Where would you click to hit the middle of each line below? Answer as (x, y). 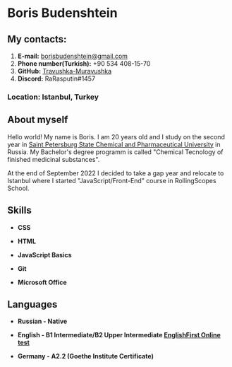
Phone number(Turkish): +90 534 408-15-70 (84, 64)
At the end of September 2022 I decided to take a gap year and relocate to (116, 173)
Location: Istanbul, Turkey (53, 97)
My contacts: (37, 39)
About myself (38, 120)
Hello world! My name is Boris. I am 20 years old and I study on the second (116, 136)
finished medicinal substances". (54, 159)
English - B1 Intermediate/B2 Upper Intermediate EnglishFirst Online (119, 335)
